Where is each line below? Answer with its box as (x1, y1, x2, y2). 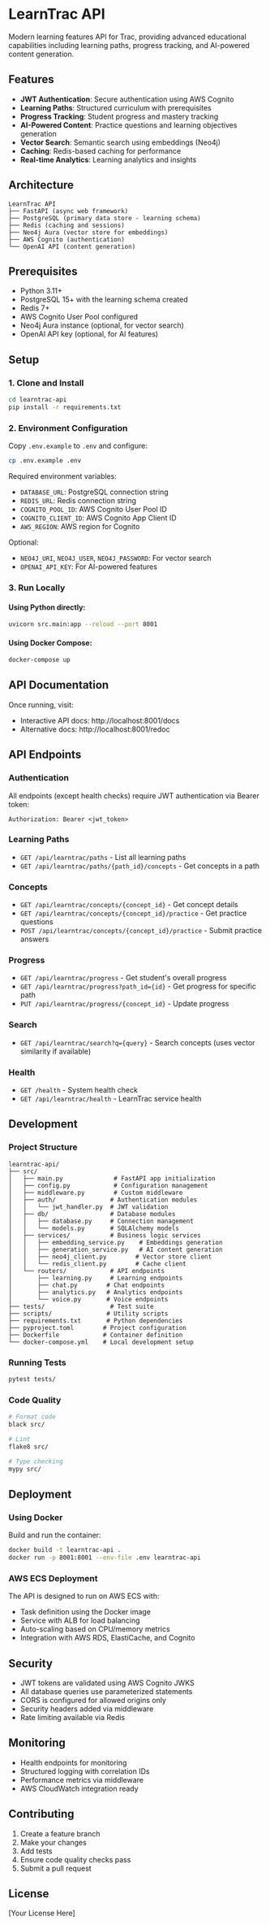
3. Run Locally (8, 582, 66, 593)
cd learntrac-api (8, 396, 67, 404)
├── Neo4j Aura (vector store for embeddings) (8, 228, 169, 237)
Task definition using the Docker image (19, 1607, 152, 1617)
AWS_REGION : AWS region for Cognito (19, 521, 140, 531)
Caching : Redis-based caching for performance (19, 146, 182, 155)
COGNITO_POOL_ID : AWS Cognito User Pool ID (19, 504, 168, 514)
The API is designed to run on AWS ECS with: (8, 1591, 160, 1601)
